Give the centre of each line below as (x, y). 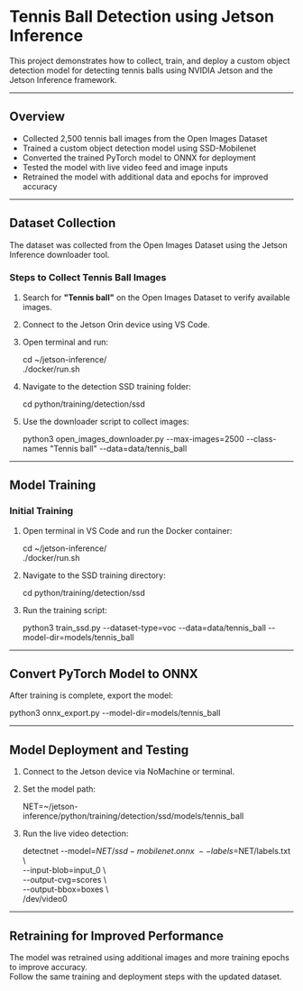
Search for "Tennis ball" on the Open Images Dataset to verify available (156, 297)
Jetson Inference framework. (63, 79)
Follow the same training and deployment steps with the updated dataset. (146, 977)
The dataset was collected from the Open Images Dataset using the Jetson (148, 244)
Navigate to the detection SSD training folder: (107, 386)
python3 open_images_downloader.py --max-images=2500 (133, 438)
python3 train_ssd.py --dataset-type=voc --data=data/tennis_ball (144, 628)
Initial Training (41, 511)
